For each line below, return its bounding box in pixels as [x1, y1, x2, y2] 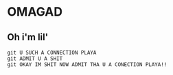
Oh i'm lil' [7, 31, 49, 43]
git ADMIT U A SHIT [7, 55, 63, 62]
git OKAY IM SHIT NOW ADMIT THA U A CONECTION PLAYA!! [7, 61, 168, 68]
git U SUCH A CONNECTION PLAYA [7, 49, 97, 56]
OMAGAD [7, 4, 63, 20]
